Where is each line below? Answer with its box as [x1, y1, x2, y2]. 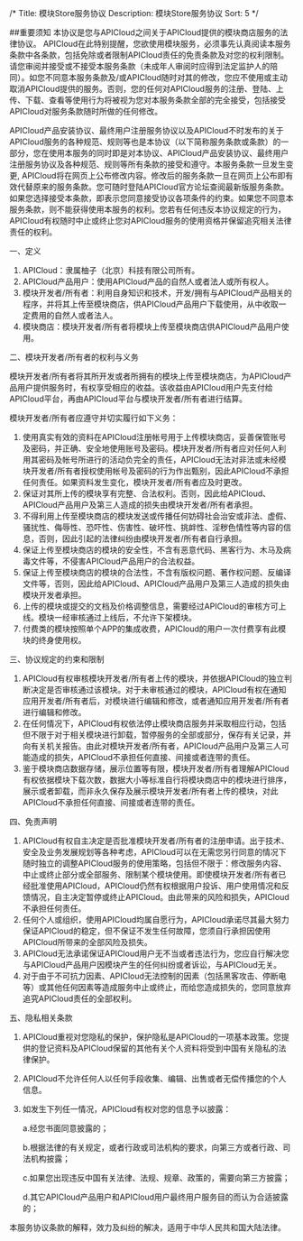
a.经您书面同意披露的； [22, 1123, 109, 1134]
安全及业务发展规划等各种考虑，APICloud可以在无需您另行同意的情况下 [22, 847, 287, 857]
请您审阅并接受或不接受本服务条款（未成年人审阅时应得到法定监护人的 [9, 61, 271, 71]
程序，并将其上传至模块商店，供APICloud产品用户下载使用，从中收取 [22, 299, 280, 309]
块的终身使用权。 [22, 635, 87, 645]
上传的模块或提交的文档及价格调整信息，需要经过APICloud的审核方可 [22, 601, 280, 611]
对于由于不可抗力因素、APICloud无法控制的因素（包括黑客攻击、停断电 [22, 970, 287, 981]
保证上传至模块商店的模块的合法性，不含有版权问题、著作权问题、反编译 [22, 567, 291, 577]
